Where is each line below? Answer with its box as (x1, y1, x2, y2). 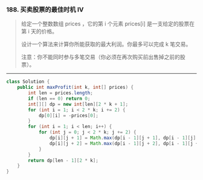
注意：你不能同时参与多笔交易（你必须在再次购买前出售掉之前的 (21, 53, 180, 61)
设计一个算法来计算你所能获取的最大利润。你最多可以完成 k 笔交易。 (21, 40, 192, 48)
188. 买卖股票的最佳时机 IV (6, 5, 84, 13)
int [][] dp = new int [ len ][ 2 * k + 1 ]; (28, 101, 129, 107)
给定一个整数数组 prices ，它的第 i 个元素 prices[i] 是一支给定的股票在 (21, 20, 195, 28)
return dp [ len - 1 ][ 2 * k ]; (28, 157, 98, 164)
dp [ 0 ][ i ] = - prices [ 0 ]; (38, 112, 98, 118)
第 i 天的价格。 (21, 28, 58, 35)
